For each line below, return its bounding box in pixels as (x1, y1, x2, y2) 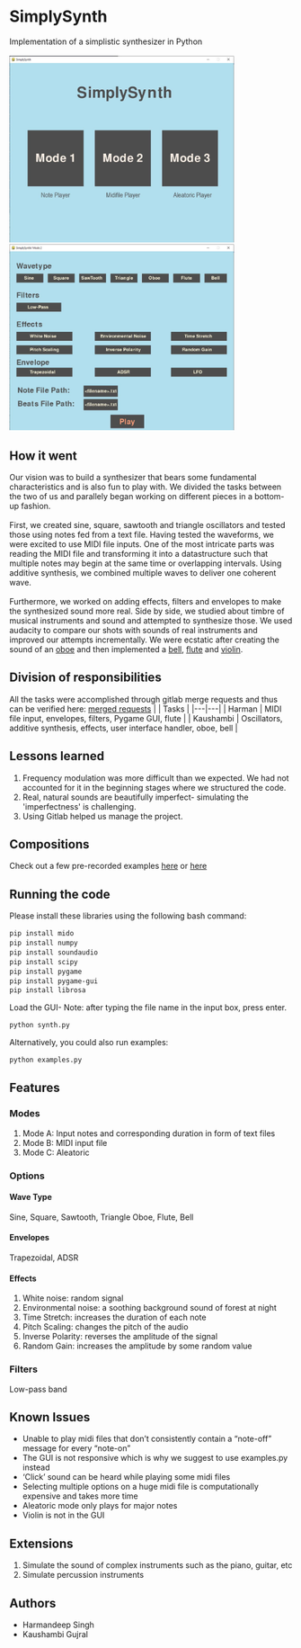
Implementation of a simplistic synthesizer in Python (9, 36, 203, 47)
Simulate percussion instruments (22, 1570, 145, 1581)
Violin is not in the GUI (22, 1509, 105, 1521)
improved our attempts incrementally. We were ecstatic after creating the (9, 634, 280, 645)
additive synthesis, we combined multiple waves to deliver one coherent (9, 567, 277, 578)
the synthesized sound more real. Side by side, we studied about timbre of (9, 605, 285, 616)
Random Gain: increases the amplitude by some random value (22, 1340, 252, 1351)
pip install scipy (9, 957, 78, 966)
